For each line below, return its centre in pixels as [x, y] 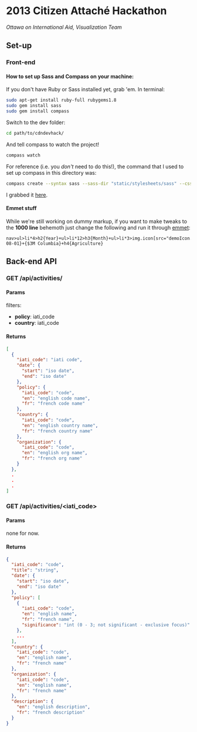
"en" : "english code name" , [56, 398]
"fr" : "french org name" [52, 458]
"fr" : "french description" [51, 713]
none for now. [23, 533]
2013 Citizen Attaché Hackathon [86, 11]
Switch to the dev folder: [36, 122]
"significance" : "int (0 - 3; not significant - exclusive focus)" [106, 625]
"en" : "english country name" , [60, 425]
